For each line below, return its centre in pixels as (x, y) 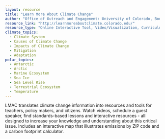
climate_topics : (22, 32)
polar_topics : (20, 60)
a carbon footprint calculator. (34, 131)
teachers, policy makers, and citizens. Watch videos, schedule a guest (76, 111)
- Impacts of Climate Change (39, 46)
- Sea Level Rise (27, 82)
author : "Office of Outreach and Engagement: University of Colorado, (79, 19)
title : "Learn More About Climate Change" (49, 14)
